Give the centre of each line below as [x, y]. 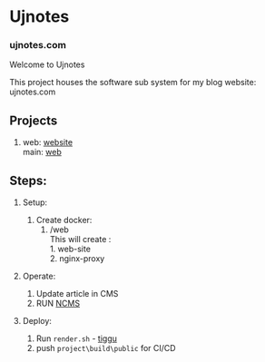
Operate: [39, 276]
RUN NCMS [58, 303]
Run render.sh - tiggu [77, 338]
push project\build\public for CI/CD [106, 348]
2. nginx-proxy [77, 259]
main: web [42, 152]
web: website [48, 142]
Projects [34, 120]
